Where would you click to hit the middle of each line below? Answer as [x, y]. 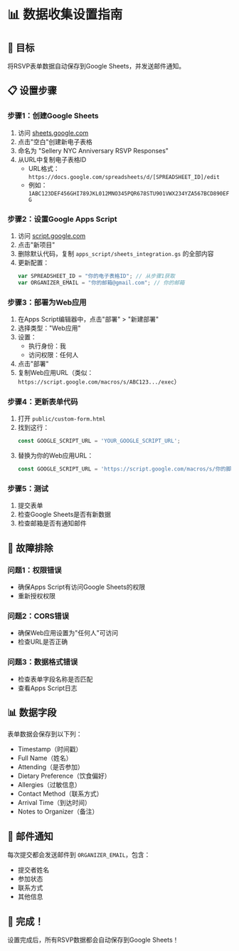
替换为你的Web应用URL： [55, 456]
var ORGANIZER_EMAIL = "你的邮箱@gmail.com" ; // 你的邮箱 [101, 282]
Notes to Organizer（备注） [58, 812]
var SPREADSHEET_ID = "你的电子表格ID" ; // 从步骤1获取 [96, 276]
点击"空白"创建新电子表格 [55, 142]
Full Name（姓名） [45, 758]
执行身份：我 [47, 346]
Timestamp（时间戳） [50, 749]
